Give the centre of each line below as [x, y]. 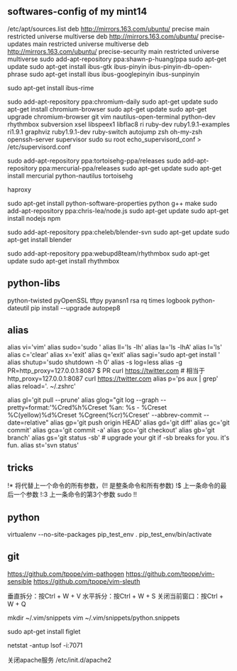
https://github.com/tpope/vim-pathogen [66, 574]
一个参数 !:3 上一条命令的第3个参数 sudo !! [75, 495]
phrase [18, 74]
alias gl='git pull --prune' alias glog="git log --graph [83, 400]
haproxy [20, 189]
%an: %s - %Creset [138, 408]
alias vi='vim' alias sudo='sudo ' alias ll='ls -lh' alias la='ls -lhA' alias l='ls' [115, 347]
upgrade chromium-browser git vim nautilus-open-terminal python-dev [112, 116]
